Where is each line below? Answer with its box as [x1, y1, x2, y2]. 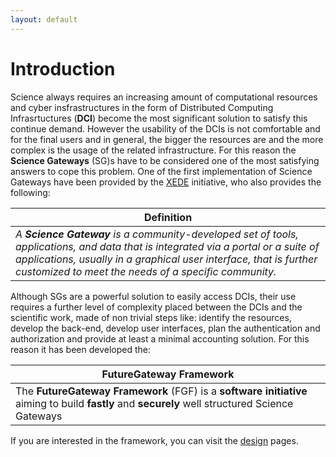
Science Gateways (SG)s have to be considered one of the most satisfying [10, 154, 320, 166]
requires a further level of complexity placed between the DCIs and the [10, 301, 303, 313]
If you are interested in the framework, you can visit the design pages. [10, 434, 299, 446]
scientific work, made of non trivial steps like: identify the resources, [10, 311, 292, 323]
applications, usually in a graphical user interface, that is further [15, 252, 318, 266]
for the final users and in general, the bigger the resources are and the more [10, 133, 324, 145]
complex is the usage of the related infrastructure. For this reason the [10, 144, 297, 156]
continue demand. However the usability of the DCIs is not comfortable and [10, 122, 321, 135]
